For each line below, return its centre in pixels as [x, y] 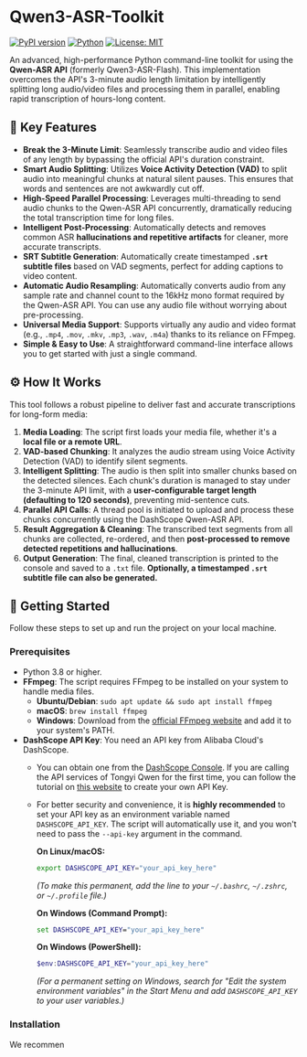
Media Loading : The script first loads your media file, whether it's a [149, 432]
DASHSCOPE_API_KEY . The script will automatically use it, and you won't [166, 824]
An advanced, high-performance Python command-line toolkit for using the [152, 59]
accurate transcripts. [62, 246]
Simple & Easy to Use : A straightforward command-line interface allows [158, 344]
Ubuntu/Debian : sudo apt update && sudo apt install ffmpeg [154, 700]
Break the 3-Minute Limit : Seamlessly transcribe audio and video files [155, 149]
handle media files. [58, 691]
